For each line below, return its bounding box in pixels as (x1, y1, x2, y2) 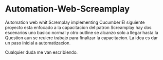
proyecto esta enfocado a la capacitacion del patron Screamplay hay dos (5, 24, 152, 30)
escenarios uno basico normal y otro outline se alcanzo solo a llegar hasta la (5, 30, 159, 35)
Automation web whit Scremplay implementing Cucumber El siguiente (5, 19, 145, 25)
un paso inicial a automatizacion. (5, 40, 71, 45)
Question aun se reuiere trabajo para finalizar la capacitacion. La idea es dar (5, 35, 158, 41)
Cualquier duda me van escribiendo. (5, 49, 78, 55)
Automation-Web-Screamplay (5, 3, 130, 15)
